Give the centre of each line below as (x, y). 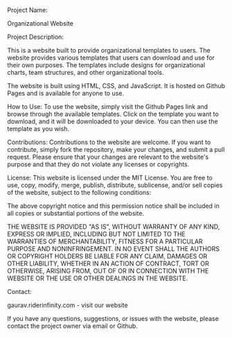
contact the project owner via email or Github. (73, 326)
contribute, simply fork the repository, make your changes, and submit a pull (116, 149)
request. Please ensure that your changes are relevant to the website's (108, 157)
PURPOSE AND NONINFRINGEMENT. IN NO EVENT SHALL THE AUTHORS (114, 249)
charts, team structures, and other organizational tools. (86, 72)
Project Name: (28, 10)
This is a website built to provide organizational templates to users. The (109, 50)
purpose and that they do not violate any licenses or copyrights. (98, 164)
